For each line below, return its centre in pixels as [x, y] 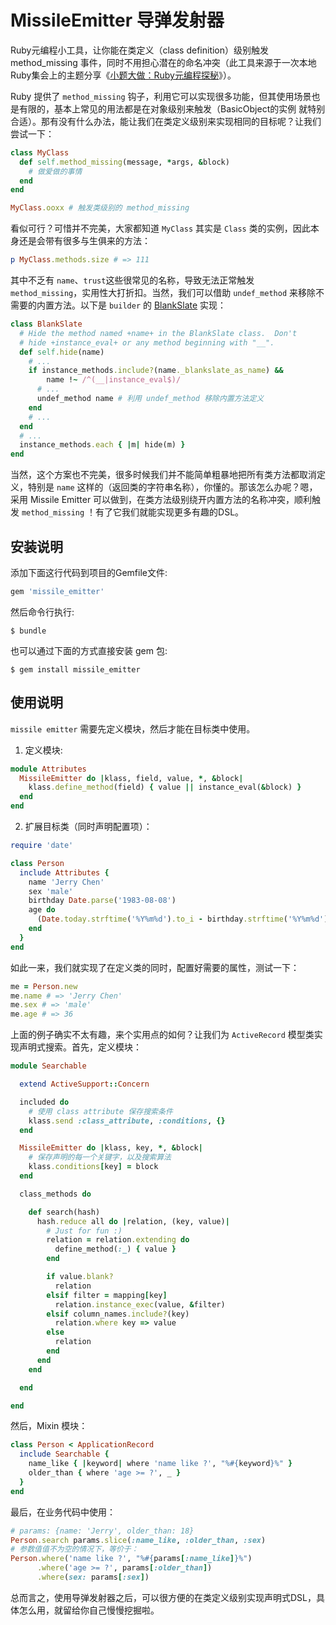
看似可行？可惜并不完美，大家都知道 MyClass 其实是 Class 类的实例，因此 [160, 228]
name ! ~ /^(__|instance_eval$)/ [114, 380]
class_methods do [55, 1194]
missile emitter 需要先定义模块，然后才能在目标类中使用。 [133, 728]
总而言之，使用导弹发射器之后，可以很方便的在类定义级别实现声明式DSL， [163, 1597]
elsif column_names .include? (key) [118, 1314]
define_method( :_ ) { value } [115, 1249]
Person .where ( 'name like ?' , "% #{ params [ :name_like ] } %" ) [131, 1559]
